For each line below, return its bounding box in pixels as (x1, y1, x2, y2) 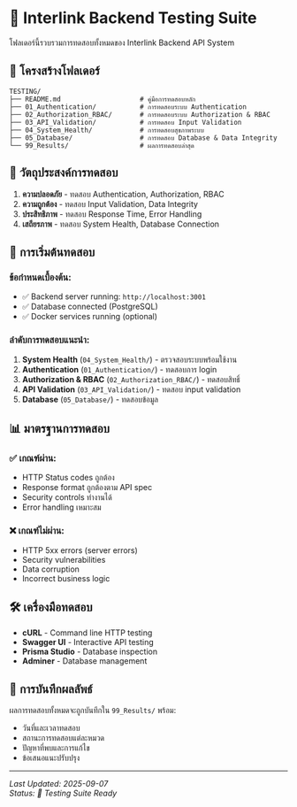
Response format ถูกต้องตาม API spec (21, 482, 153, 493)
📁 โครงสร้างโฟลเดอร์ (9, 64, 100, 79)
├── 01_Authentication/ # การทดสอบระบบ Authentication (9, 102, 247, 111)
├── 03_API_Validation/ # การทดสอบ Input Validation (9, 118, 242, 127)
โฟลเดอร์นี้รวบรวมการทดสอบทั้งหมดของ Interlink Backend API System (9, 37, 235, 48)
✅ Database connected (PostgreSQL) (21, 301, 159, 312)
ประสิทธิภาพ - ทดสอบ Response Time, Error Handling (21, 208, 202, 219)
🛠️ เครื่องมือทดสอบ (9, 599, 93, 614)
